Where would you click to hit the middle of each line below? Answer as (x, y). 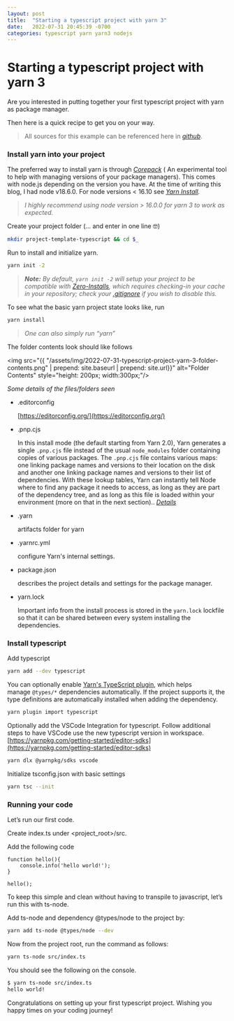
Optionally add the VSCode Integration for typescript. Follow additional (109, 726)
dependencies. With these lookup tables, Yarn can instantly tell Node (117, 480)
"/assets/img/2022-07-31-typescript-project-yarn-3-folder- (132, 361)
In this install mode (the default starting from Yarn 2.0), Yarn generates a (122, 443)
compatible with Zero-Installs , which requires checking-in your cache (125, 286)
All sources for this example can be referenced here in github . (113, 136)
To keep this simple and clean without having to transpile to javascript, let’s (115, 897)
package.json (37, 570)
